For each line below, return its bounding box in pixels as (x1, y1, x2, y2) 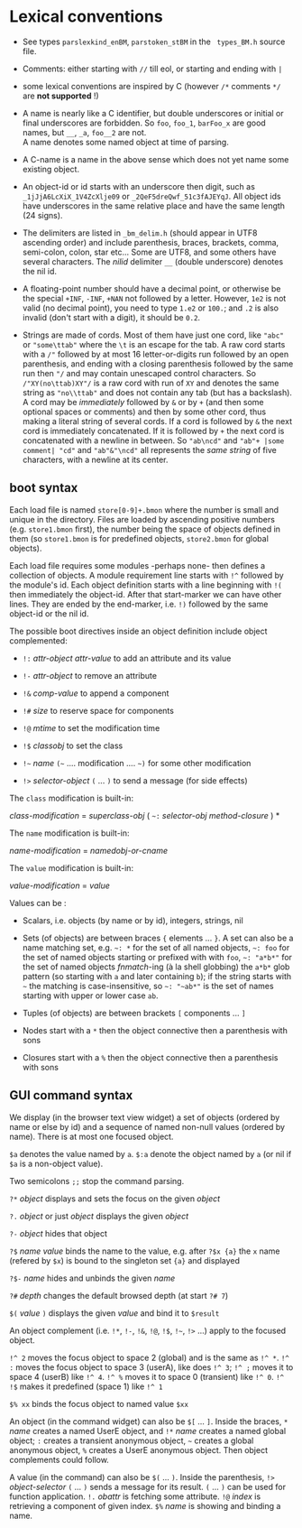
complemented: (9, 634, 68, 646)
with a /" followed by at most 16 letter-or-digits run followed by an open (22, 348, 289, 359)
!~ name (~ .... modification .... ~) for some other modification (22, 757, 252, 768)
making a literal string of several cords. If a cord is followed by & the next (22, 415, 293, 426)
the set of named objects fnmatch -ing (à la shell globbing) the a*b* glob (22, 961, 290, 972)
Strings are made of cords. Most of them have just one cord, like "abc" (22, 329, 284, 340)
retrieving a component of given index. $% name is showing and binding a (9, 1500, 281, 1511)
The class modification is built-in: (9, 792, 133, 803)
